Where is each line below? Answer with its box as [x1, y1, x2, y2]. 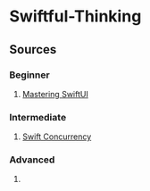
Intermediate [9, 111, 67, 123]
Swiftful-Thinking [9, 6, 142, 27]
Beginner [9, 69, 51, 81]
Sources [9, 42, 57, 57]
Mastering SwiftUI [21, 88, 89, 99]
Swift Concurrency [21, 131, 92, 142]
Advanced [9, 154, 55, 166]
